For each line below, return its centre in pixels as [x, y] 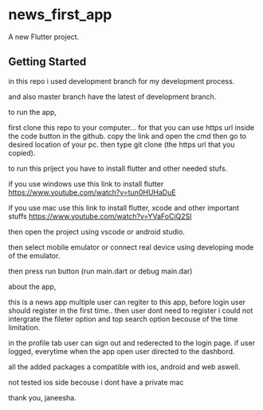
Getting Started [47, 62]
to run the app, [33, 112]
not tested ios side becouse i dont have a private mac [96, 382]
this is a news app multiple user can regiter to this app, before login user [127, 302]
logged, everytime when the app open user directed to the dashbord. [122, 351]
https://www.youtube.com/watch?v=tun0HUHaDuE [92, 192]
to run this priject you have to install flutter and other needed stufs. [118, 168]
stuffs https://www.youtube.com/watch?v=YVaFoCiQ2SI [100, 216]
